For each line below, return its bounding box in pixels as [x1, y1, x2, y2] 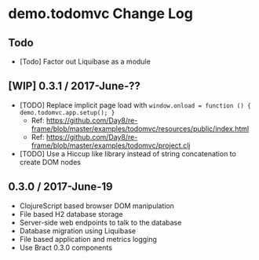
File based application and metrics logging [19, 234, 157, 244]
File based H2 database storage [19, 209, 123, 218]
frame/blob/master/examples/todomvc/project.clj [31, 141, 191, 150]
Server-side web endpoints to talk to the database [19, 218, 182, 227]
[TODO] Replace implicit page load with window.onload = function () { [19, 100, 251, 110]
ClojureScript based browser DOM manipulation [19, 201, 175, 211]
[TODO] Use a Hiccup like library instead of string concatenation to [19, 148, 237, 158]
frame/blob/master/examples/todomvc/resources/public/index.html [31, 123, 250, 134]
